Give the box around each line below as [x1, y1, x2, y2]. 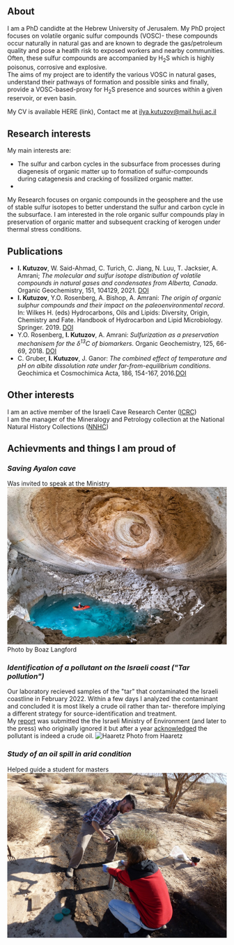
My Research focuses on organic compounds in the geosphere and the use [7, 195, 224, 204]
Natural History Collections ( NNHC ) [7, 422, 109, 431]
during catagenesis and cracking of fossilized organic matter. [17, 174, 194, 183]
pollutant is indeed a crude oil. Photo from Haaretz [7, 732, 183, 740]
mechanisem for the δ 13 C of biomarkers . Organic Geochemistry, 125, [17, 338, 215, 347]
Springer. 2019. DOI [17, 324, 74, 332]
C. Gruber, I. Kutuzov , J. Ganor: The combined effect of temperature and [17, 354, 227, 362]
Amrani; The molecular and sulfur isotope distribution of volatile [17, 271, 201, 280]
